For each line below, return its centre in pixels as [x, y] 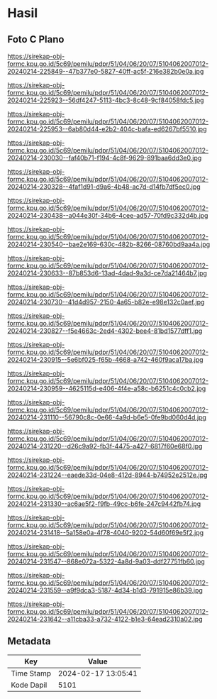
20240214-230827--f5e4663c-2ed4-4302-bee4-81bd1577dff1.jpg [105, 331]
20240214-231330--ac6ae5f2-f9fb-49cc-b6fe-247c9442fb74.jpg [104, 504]
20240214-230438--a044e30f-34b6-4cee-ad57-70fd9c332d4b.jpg [108, 215]
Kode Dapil [29, 685]
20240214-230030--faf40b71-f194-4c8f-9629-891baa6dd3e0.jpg [105, 158]
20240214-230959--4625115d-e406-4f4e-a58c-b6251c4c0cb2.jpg [107, 389]
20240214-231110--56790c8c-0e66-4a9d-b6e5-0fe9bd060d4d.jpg [107, 417]
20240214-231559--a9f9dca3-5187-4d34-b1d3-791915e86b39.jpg [105, 590]
